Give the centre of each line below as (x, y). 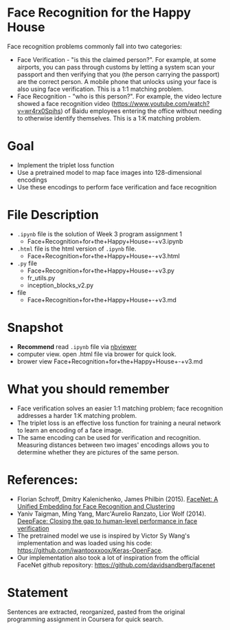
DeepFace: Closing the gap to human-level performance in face (107, 521)
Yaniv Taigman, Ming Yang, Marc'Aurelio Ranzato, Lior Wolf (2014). (112, 514)
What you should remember (88, 389)
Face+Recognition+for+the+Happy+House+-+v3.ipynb (105, 241)
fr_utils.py (41, 277)
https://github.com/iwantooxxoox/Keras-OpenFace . (90, 550)
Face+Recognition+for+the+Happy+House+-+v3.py (101, 271)
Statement (38, 592)
